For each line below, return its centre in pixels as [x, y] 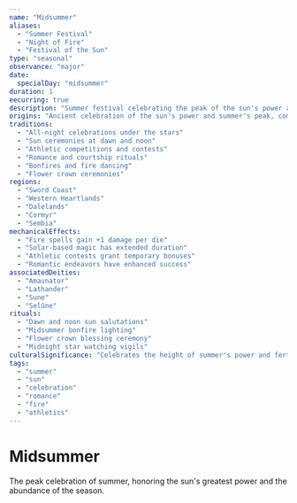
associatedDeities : [45, 273]
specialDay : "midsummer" [63, 83]
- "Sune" [33, 298]
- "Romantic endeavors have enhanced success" [104, 265]
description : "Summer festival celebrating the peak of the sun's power [146, 108]
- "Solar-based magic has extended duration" [103, 248]
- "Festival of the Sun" [63, 50]
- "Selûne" [37, 306]
